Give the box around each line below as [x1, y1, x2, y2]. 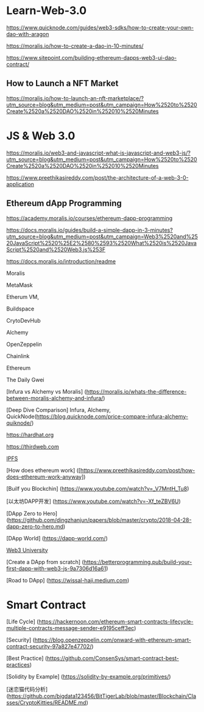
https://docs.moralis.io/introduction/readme [6, 257, 116, 265]
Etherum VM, [6, 293, 40, 300]
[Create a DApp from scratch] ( [6, 558, 84, 565]
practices [6, 661, 30, 669]
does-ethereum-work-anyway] [6, 473, 84, 480]
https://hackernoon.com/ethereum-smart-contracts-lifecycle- [38, 618, 194, 625]
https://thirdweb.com [6, 442, 60, 450]
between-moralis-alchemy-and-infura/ [6, 394, 104, 402]
